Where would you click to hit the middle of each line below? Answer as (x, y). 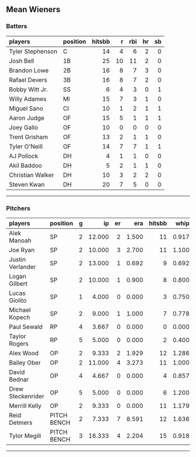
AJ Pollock (24, 156)
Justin (17, 259)
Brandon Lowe (29, 70)
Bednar (19, 379)
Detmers (21, 422)
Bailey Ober (25, 362)
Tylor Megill (25, 435)
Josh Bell (22, 61)
